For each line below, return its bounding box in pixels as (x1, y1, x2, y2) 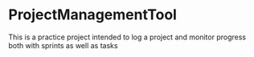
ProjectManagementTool (8, 6, 177, 24)
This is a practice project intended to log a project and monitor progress (8, 32, 247, 42)
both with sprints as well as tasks (8, 40, 118, 50)
